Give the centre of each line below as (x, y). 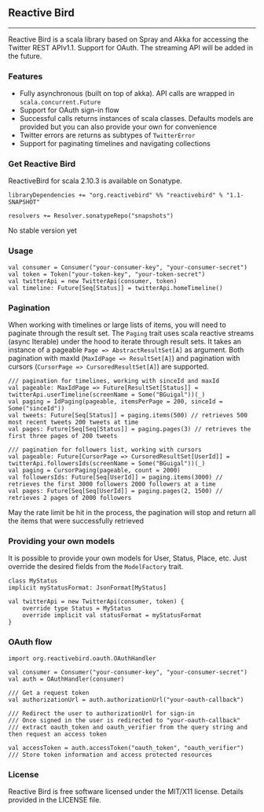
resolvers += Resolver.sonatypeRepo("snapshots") (91, 216)
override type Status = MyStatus (77, 608)
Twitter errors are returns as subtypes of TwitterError (107, 135)
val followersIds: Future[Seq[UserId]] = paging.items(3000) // (115, 477)
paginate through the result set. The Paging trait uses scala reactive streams (131, 333)
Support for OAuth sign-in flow (69, 110)
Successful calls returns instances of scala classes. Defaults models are (136, 119)
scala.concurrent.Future (60, 103)
